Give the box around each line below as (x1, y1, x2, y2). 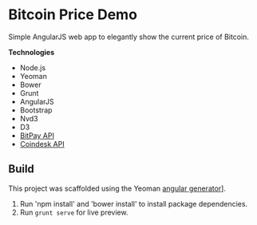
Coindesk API (19, 139, 65, 148)
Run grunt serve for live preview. (19, 207, 128, 217)
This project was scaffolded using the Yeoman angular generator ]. (8, 184, 226, 193)
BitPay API (19, 130, 54, 140)
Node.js (19, 62, 46, 73)
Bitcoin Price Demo (8, 6, 138, 24)
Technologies (8, 47, 55, 57)
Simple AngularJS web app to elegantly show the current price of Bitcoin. (8, 32, 249, 41)
